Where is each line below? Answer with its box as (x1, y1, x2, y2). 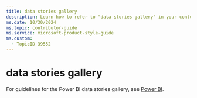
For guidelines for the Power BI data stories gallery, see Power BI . (6, 85, 164, 92)
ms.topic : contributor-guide (6, 24, 77, 31)
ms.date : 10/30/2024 (6, 19, 57, 25)
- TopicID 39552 (11, 41, 51, 47)
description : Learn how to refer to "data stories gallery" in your (6, 14, 177, 20)
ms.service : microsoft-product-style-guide (6, 30, 114, 36)
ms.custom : (6, 36, 33, 41)
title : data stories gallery (6, 8, 77, 15)
